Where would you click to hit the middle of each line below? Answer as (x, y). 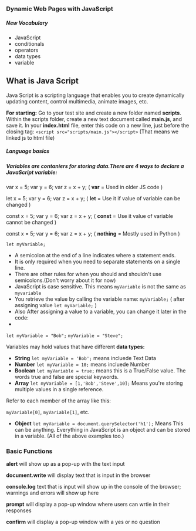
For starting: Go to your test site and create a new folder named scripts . (94, 113)
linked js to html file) (31, 137)
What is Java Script (43, 81)
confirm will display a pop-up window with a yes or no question (83, 522)
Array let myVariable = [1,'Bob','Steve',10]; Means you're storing (99, 383)
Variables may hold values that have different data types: (75, 347)
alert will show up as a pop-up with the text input (65, 464)
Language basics (28, 151)
